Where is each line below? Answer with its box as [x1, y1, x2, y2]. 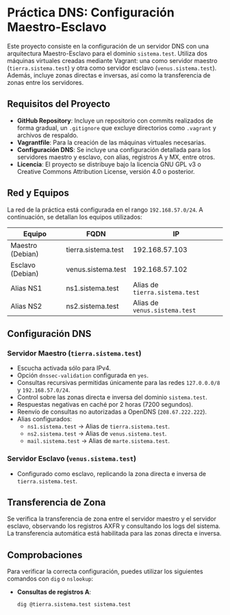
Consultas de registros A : [16, 588, 91, 597]
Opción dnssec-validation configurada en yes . [16, 371, 149, 379]
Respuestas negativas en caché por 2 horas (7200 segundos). [16, 401, 194, 409]
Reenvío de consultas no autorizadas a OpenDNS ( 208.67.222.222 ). [16, 407, 207, 416]
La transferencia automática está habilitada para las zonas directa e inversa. [7, 529, 222, 538]
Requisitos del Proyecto [7, 98, 111, 110]
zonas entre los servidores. [7, 78, 84, 86]
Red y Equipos [7, 187, 70, 199]
